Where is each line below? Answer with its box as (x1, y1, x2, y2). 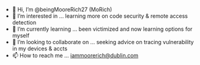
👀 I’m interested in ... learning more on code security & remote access (12, 12, 188, 20)
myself (12, 32, 29, 39)
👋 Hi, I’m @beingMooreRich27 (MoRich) (12, 6, 113, 13)
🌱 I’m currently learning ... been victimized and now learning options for (12, 25, 193, 32)
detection (12, 19, 37, 26)
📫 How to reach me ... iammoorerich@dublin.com (12, 52, 139, 59)
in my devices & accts (12, 45, 68, 52)
